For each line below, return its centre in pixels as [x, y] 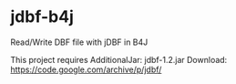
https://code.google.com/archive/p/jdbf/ [86, 69]
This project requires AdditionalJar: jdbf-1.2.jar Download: [119, 59]
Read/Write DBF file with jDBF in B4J [79, 42]
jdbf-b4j [42, 17]
